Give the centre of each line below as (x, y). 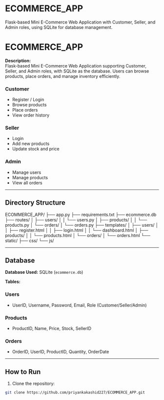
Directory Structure (35, 203)
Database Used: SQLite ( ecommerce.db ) (44, 272)
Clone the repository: (33, 384)
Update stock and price (36, 149)
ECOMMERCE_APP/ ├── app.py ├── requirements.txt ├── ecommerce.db (81, 214)
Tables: (13, 282)
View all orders (27, 183)
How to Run (23, 372)
